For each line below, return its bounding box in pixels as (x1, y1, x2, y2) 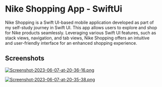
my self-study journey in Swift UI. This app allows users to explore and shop (5, 24, 158, 30)
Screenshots (5, 54, 45, 63)
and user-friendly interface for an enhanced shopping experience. (5, 40, 137, 46)
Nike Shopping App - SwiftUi (5, 3, 123, 15)
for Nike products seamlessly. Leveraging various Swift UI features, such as (5, 30, 156, 35)
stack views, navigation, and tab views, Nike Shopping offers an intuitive (5, 35, 150, 41)
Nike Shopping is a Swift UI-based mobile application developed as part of (5, 19, 154, 25)
